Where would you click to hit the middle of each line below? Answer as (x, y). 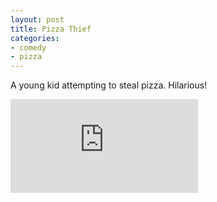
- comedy (28, 47)
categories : (35, 38)
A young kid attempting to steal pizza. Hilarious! (109, 85)
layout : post (37, 19)
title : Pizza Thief (51, 29)
